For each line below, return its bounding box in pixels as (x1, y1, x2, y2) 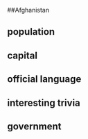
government (7, 120, 62, 132)
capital (7, 49, 38, 61)
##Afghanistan (7, 6, 50, 14)
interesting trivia (7, 97, 81, 108)
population (7, 26, 55, 38)
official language (7, 73, 82, 85)
